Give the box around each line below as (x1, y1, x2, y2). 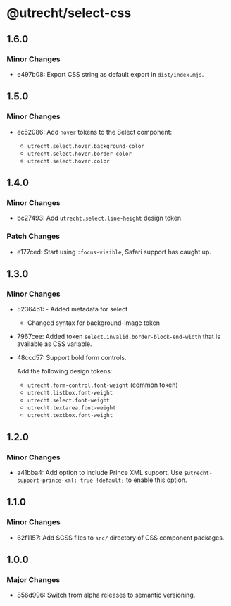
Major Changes (6, 574, 61, 584)
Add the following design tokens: (16, 367, 113, 376)
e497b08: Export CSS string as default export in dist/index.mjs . (16, 70, 204, 78)
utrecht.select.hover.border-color (27, 150, 132, 157)
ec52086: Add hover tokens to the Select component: (16, 128, 173, 136)
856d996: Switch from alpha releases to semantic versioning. (16, 590, 196, 600)
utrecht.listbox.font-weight (27, 390, 113, 397)
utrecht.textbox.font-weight (27, 412, 113, 419)
